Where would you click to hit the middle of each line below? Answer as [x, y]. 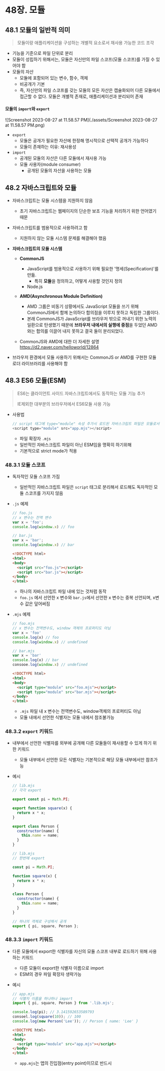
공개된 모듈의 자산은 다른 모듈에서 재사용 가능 [63, 158]
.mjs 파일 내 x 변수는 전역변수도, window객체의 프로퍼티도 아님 [80, 711]
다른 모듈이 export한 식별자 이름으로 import [62, 968]
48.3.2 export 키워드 [29, 732]
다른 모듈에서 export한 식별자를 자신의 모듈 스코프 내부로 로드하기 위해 [80, 951]
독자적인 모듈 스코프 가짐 [36, 476]
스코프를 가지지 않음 [44, 493]
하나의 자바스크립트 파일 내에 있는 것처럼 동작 [63, 591]
